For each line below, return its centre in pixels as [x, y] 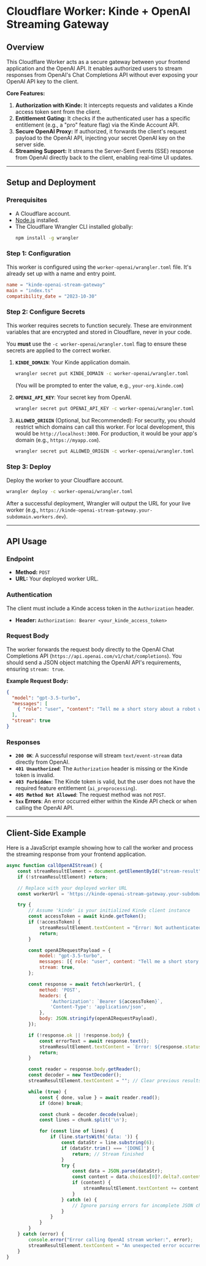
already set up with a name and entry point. [61, 273]
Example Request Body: [37, 681]
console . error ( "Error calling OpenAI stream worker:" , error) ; [111, 1240]
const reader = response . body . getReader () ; [85, 1069]
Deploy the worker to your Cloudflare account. [65, 480]
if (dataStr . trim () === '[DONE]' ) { [108, 1148]
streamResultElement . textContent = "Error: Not [101, 928]
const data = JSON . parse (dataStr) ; [118, 1171]
